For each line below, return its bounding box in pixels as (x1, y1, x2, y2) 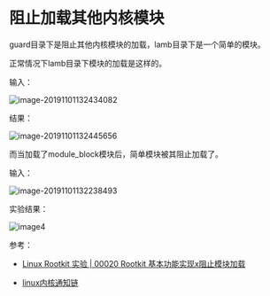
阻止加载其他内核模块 (9, 8, 166, 28)
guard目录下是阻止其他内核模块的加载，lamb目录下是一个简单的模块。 (9, 39, 266, 50)
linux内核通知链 (21, 277, 79, 288)
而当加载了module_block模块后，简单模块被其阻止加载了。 (9, 148, 223, 160)
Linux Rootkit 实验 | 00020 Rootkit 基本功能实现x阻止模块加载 (21, 258, 246, 269)
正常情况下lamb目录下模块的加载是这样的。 (9, 58, 167, 68)
